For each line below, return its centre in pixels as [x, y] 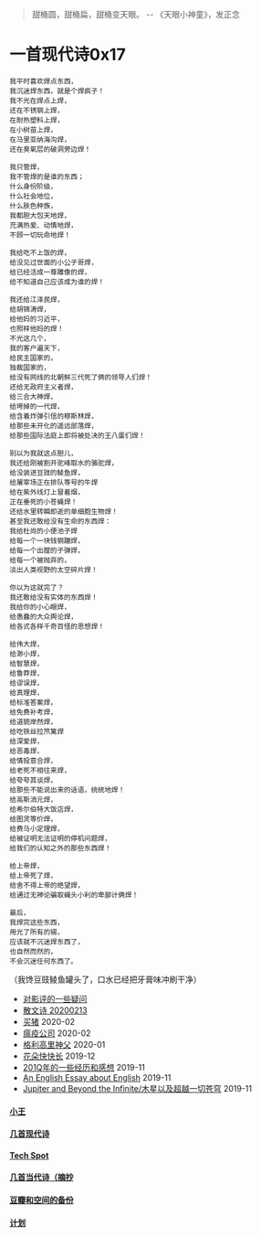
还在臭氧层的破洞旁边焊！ [50, 149]
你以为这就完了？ [37, 587]
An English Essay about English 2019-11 [97, 1077]
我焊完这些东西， [37, 922]
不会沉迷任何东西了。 [43, 961]
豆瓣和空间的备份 [42, 1200]
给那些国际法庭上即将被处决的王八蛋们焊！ [78, 435]
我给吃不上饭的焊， [40, 252]
